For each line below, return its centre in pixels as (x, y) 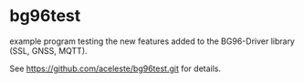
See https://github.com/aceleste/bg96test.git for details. (115, 68)
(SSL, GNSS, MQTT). (49, 50)
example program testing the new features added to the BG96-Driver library (152, 41)
